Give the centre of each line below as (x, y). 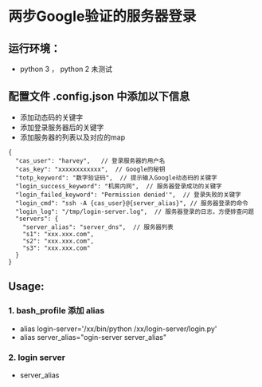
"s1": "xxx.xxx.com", (58, 234)
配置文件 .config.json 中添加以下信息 (99, 97)
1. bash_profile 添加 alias (57, 310)
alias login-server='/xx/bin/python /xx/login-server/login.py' (118, 329)
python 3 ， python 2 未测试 (66, 69)
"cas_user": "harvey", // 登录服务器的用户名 (90, 160)
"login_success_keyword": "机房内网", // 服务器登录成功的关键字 (119, 186)
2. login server (37, 357)
